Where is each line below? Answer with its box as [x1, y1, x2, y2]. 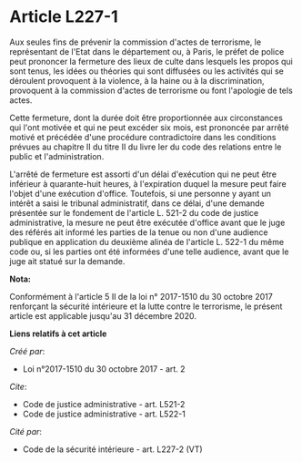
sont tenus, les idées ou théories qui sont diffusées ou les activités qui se [9, 66, 284, 77]
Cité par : [9, 426, 43, 436]
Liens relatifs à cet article [9, 328, 107, 339]
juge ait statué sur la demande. [9, 255, 126, 266]
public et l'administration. [9, 150, 105, 161]
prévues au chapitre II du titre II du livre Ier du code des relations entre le [9, 141, 282, 152]
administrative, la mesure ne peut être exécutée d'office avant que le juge [9, 217, 286, 228]
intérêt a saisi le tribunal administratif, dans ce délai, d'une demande [9, 198, 266, 209]
